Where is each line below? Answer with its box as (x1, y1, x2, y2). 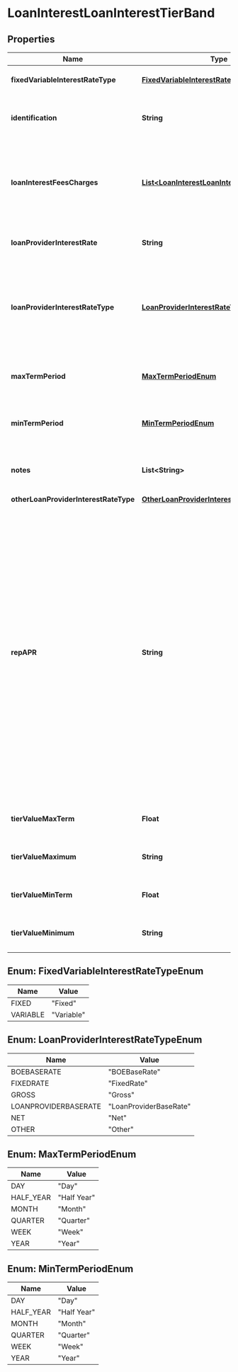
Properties (7, 33, 55, 45)
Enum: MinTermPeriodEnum (7, 1262, 134, 1275)
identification (11, 113, 57, 122)
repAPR (11, 648, 38, 657)
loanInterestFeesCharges (11, 178, 98, 187)
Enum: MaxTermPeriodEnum (7, 1148, 137, 1160)
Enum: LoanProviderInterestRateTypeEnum (7, 1034, 203, 1046)
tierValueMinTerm (11, 890, 73, 900)
